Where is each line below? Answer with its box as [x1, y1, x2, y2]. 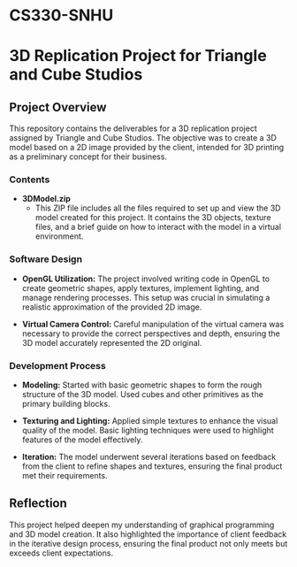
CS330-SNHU [9, 5, 114, 26]
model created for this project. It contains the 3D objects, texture [34, 212, 271, 223]
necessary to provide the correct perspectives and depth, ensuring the [21, 328, 280, 339]
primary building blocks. [21, 399, 110, 410]
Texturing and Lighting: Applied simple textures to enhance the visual [21, 416, 278, 426]
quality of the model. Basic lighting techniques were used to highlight [21, 425, 274, 436]
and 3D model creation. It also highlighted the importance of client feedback [9, 528, 287, 540]
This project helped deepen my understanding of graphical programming [9, 519, 275, 530]
